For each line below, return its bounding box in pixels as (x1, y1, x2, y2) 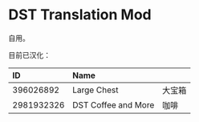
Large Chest (71, 84, 119, 96)
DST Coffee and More (71, 99, 155, 110)
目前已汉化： (8, 50, 51, 59)
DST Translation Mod (8, 6, 152, 24)
